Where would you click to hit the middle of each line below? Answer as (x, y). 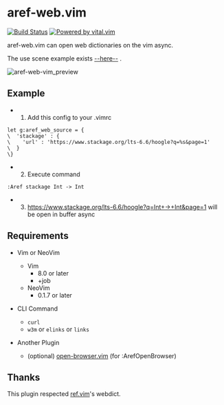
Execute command (54, 174)
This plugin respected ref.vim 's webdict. (64, 394)
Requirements (38, 236)
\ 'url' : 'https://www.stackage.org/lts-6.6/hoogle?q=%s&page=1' (109, 142)
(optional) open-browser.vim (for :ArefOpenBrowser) (102, 355)
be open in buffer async (61, 214)
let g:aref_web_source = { (46, 130)
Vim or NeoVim (38, 252)
